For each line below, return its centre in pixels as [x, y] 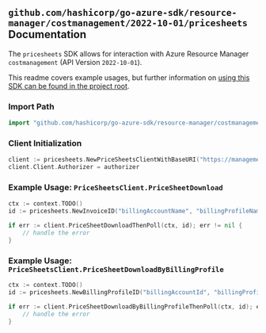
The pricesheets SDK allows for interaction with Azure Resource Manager [129, 54]
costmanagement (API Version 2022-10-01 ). [75, 62]
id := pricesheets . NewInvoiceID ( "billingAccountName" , [101, 211]
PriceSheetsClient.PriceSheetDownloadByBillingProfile [116, 269]
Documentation [47, 34]
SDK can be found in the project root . [69, 86]
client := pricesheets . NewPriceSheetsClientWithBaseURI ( [104, 160]
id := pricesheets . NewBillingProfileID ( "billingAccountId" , [110, 292]
